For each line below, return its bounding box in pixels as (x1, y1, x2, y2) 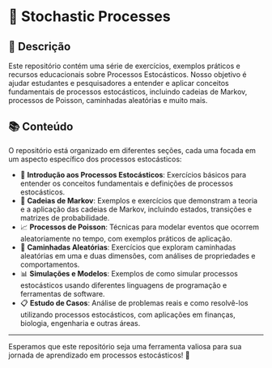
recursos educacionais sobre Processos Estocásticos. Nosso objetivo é (8, 70, 247, 79)
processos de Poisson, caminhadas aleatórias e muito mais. (8, 96, 208, 105)
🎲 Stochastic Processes (8, 7, 172, 26)
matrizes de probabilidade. (19, 212, 110, 222)
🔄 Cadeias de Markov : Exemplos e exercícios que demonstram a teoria (19, 195, 257, 205)
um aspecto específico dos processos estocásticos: (8, 154, 182, 164)
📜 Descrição (8, 40, 71, 53)
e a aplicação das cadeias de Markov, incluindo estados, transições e (19, 204, 253, 214)
